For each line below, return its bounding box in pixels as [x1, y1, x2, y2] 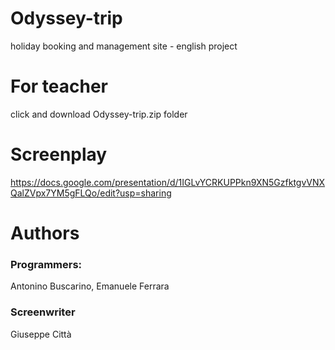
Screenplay [10, 143, 108, 166]
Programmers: [10, 257, 83, 271]
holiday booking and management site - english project [10, 40, 238, 52]
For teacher [10, 75, 109, 98]
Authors [10, 222, 80, 244]
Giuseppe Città [10, 328, 72, 340]
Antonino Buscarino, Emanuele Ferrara [10, 280, 170, 292]
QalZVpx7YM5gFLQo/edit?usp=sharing [10, 187, 172, 199]
